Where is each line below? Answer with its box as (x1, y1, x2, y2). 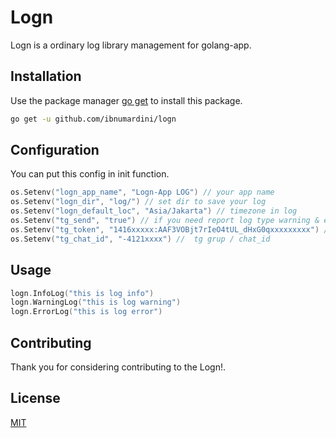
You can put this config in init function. (10, 168, 170, 180)
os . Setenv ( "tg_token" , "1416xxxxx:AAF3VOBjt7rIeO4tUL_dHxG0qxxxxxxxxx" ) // (10, 224, 333, 235)
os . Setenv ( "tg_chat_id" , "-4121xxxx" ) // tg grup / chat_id (10, 234, 271, 244)
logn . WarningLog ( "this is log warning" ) (10, 297, 182, 308)
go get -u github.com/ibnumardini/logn (10, 114, 177, 124)
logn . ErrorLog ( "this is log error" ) (10, 307, 163, 317)
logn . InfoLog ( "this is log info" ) (10, 288, 155, 298)
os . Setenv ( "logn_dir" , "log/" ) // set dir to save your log (10, 197, 267, 207)
